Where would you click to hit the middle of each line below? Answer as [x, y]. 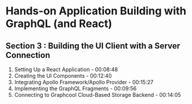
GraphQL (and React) [59, 24]
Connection [28, 55]
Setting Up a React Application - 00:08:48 [66, 69]
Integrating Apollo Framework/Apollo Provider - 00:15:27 [84, 82]
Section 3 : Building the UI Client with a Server [93, 46]
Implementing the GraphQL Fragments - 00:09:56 [75, 88]
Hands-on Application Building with [96, 11]
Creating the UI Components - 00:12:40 [63, 76]
